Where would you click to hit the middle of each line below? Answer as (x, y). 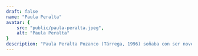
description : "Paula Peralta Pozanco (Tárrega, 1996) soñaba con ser (93, 44)
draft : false (22, 11)
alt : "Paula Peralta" (43, 33)
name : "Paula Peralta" (34, 17)
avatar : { (18, 22)
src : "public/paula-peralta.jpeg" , (60, 28)
